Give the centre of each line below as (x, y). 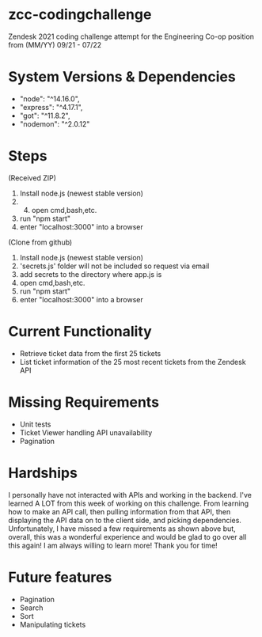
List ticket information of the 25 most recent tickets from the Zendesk (133, 362)
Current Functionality (80, 332)
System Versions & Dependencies (122, 77)
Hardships (43, 473)
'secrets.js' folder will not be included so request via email (114, 266)
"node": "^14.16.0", (50, 99)
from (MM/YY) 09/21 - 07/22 (55, 44)
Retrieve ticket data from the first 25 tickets (90, 353)
